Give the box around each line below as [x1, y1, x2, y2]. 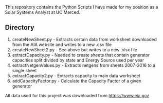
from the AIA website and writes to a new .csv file [12, 41, 112, 47]
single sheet [12, 67, 37, 73]
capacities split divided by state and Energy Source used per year [12, 57, 145, 63]
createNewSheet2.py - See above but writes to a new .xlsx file [12, 46, 138, 53]
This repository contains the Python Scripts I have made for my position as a [5, 4, 158, 10]
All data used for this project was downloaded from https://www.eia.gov [5, 92, 149, 98]
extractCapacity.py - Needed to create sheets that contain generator [12, 52, 150, 58]
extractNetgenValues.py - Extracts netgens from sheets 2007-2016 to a [12, 62, 156, 68]
